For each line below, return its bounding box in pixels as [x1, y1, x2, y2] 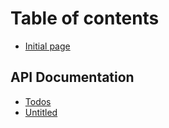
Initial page [24, 40, 71, 52]
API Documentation [10, 69, 135, 86]
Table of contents [10, 7, 160, 30]
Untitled [24, 106, 58, 118]
